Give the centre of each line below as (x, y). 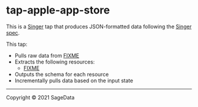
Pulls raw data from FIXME (47, 55)
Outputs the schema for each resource (62, 74)
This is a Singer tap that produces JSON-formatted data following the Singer (99, 26)
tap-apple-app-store (58, 10)
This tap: (17, 44)
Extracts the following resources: (55, 62)
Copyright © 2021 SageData (40, 97)
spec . (13, 32)
